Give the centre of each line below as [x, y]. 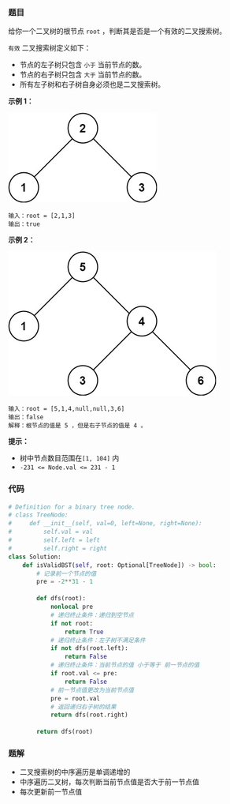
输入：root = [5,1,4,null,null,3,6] [67, 409]
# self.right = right [58, 548]
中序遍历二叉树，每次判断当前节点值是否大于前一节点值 [109, 782]
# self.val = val [50, 532]
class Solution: [35, 557]
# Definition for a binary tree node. [72, 507]
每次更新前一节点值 [51, 792]
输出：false [26, 417]
